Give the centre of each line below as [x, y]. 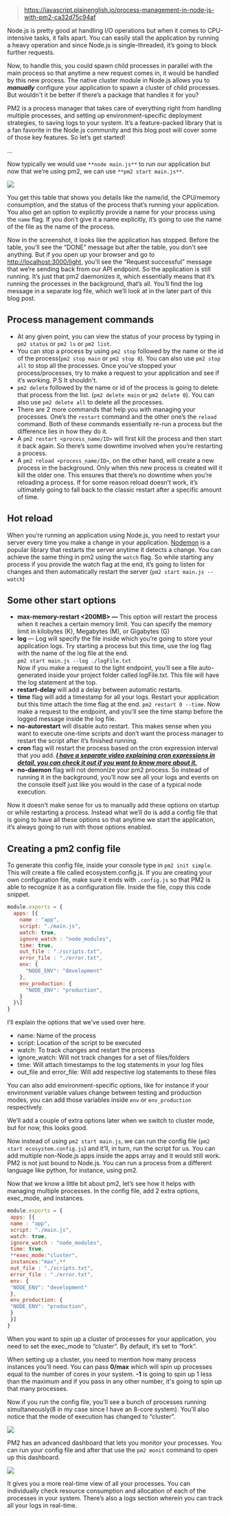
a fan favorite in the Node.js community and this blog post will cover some [112, 130]
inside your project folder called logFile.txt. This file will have [134, 675]
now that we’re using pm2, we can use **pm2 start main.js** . [95, 171]
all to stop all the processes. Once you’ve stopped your [96, 365]
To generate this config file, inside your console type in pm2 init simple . [110, 865]
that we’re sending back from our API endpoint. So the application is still [109, 269]
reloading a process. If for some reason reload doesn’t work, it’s [107, 482]
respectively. [25, 1107]
